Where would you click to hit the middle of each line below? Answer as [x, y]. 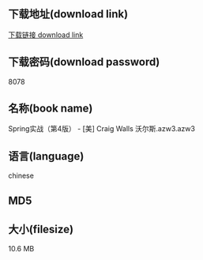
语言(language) [46, 156]
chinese [21, 175]
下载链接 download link [46, 35]
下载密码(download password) [84, 62]
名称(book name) [51, 109]
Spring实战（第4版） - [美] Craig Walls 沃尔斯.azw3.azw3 [102, 129]
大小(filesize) [41, 230]
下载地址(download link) [68, 14]
